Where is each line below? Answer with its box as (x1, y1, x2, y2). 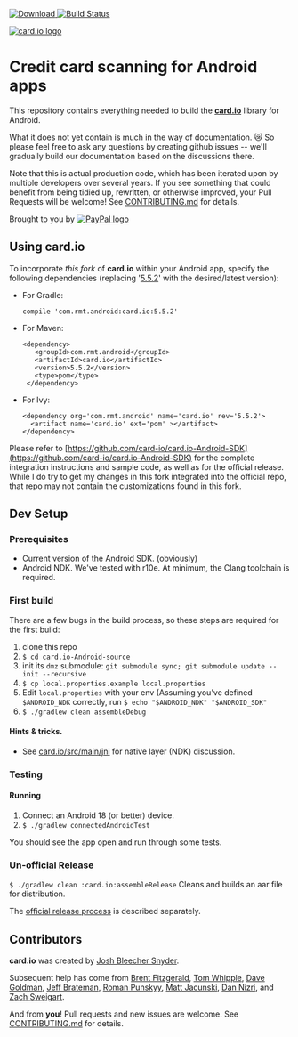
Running (9, 790, 42, 801)
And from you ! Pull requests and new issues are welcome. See (9, 1009, 239, 1019)
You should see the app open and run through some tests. (9, 837, 222, 847)
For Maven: (21, 322, 64, 333)
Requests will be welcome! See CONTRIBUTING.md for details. (9, 196, 240, 207)
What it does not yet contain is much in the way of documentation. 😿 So (9, 132, 275, 142)
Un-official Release (9, 859, 94, 871)
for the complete (194, 452, 255, 463)
